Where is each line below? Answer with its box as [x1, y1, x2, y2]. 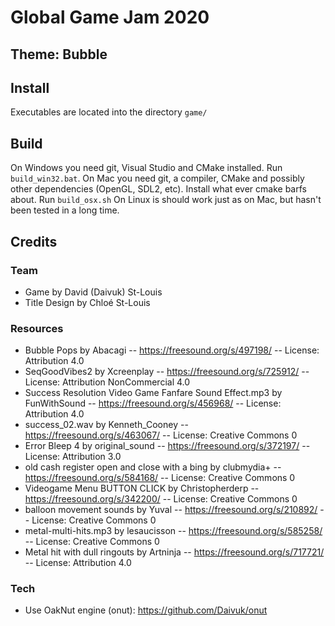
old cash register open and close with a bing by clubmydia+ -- [24, 461, 282, 473]
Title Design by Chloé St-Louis [24, 296, 151, 308]
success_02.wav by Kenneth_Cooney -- [24, 419, 189, 431]
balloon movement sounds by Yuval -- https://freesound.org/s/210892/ [24, 504, 318, 516]
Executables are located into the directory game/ [10, 106, 208, 118]
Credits [10, 233, 58, 250]
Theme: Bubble [10, 46, 108, 63]
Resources [10, 321, 64, 335]
